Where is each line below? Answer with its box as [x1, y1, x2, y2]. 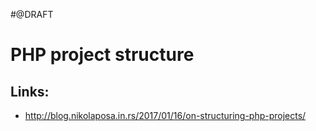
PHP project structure [10, 44, 195, 66]
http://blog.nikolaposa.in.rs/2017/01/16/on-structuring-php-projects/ [24, 110, 307, 121]
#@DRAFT [10, 9, 54, 20]
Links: [10, 83, 50, 100]
